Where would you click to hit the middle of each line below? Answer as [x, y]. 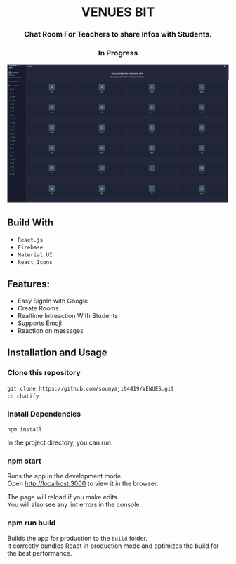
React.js [30, 240]
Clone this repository [44, 373]
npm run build [32, 523]
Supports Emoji [39, 323]
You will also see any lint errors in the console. [74, 505]
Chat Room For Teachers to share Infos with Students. [118, 34]
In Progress [118, 53]
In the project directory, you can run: [60, 442]
